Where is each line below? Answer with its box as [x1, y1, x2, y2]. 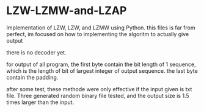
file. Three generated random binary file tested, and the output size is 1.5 [6, 92, 189, 99]
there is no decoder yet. [6, 48, 67, 56]
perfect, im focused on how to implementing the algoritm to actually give [6, 30, 189, 37]
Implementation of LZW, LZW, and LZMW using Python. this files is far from [6, 24, 195, 31]
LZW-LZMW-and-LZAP [6, 4, 127, 18]
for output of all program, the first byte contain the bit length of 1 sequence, [6, 61, 197, 68]
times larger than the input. [6, 99, 75, 106]
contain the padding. [6, 73, 59, 81]
